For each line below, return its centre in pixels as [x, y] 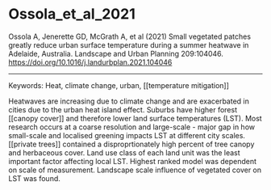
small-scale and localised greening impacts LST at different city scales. [127, 135]
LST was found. [34, 178]
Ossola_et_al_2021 [72, 14]
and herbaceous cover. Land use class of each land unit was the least [124, 152]
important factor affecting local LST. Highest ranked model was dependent [132, 161]
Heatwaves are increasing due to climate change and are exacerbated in [129, 101]
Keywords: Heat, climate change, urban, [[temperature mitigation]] [119, 85]
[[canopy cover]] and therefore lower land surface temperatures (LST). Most [135, 118]
